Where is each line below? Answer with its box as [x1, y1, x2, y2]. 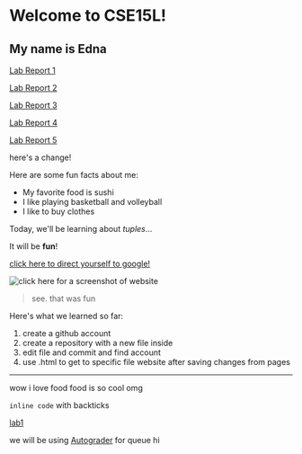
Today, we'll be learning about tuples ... [9, 224, 153, 234]
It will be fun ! [9, 241, 58, 252]
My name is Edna [9, 41, 107, 57]
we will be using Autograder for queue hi [9, 435, 160, 445]
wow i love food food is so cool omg [9, 383, 144, 393]
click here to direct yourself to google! [9, 258, 151, 269]
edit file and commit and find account [22, 347, 162, 358]
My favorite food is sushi [22, 187, 114, 198]
